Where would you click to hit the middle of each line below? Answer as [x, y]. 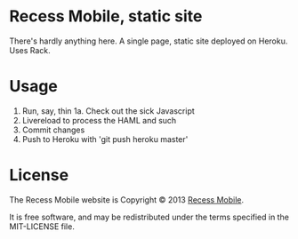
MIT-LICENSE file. [42, 226]
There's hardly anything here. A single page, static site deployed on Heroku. [149, 41]
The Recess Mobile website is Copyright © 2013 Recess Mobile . [127, 199]
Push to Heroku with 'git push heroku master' [105, 139]
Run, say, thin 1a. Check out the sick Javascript [109, 111]
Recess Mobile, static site [106, 16]
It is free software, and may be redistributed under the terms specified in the [149, 217]
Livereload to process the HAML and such [99, 120]
